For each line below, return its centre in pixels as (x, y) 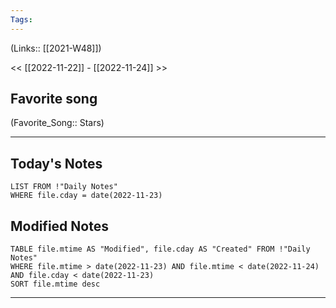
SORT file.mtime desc (55, 284)
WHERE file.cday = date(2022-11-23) (86, 196)
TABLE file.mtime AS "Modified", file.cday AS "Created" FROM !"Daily (160, 249)
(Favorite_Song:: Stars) (57, 123)
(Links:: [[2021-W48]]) (56, 48)
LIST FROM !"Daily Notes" (64, 187)
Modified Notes (59, 226)
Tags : (21, 19)
